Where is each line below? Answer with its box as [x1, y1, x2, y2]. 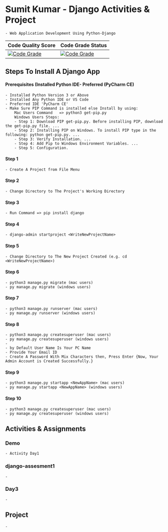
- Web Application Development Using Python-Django [5, 31, 116, 36]
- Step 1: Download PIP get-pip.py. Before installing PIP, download [14, 119, 163, 124]
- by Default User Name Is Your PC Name [5, 346, 92, 351]
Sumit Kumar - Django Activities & [5, 4, 150, 15]
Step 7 [5, 295, 19, 301]
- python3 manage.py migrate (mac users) [5, 280, 94, 285]
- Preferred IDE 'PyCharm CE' [5, 101, 69, 107]
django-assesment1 [5, 463, 55, 470]
